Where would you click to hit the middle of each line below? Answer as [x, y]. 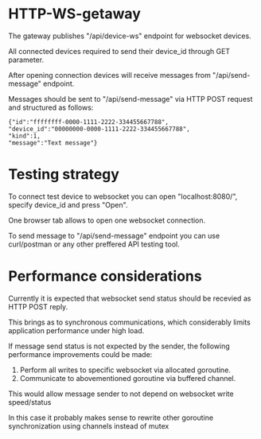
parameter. [26, 60]
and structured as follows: [51, 107]
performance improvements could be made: [80, 354]
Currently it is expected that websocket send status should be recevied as [130, 298]
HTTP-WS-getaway [74, 14]
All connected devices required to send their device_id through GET [119, 51]
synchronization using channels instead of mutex [89, 425]
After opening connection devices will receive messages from [109, 75]
